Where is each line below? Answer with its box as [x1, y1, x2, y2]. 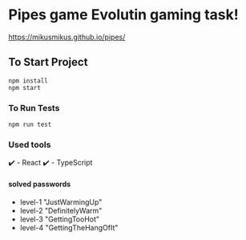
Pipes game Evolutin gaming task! [8, 6, 239, 24]
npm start [8, 83, 42, 92]
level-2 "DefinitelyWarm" [19, 205, 103, 215]
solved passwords [8, 179, 71, 189]
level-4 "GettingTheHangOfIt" [19, 222, 119, 232]
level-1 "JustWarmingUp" [19, 197, 103, 206]
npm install [8, 76, 48, 85]
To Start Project [8, 55, 88, 69]
